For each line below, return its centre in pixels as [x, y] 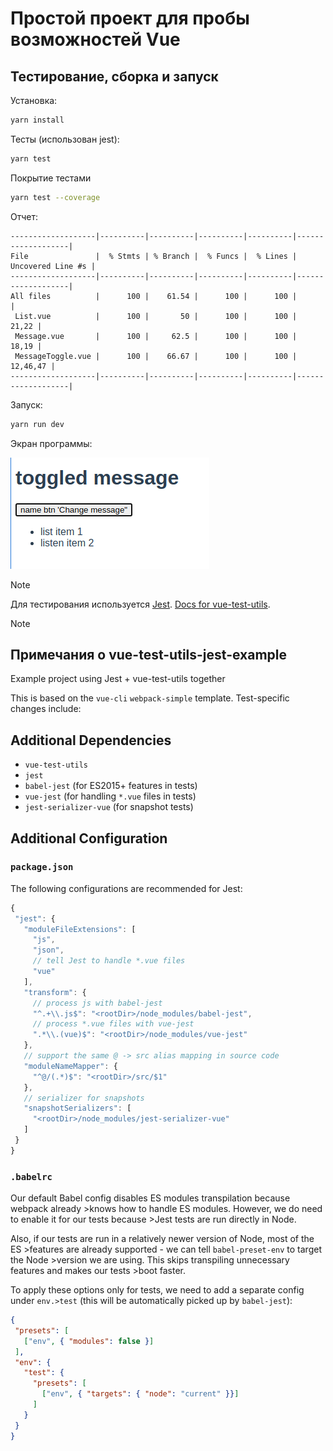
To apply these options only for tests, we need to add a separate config [157, 1290]
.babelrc [31, 1176]
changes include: [46, 709]
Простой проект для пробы [130, 18]
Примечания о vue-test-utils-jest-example [148, 654]
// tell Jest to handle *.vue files [109, 961]
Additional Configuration [89, 838]
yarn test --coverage [55, 197]
